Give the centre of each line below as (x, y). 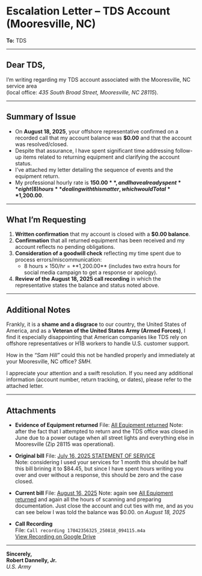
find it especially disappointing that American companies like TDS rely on (97, 337)
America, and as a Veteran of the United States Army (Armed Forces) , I (96, 331)
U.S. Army (19, 567)
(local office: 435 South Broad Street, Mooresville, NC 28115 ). (82, 92)
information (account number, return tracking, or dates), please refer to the (99, 379)
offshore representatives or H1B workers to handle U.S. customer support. (98, 343)
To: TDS (17, 40)
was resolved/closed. (41, 144)
